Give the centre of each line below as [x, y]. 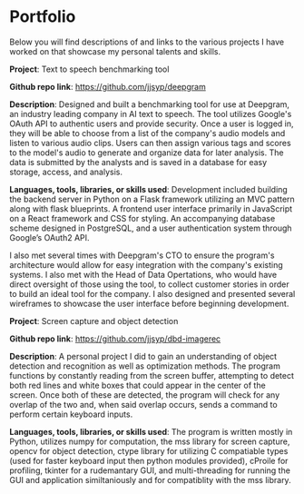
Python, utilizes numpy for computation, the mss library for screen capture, [150, 441]
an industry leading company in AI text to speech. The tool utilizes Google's [151, 114]
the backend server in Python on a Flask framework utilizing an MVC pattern [152, 199]
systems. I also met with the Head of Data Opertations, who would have [143, 274]
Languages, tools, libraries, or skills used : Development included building [148, 189]
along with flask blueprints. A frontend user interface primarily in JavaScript [151, 208]
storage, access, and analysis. [66, 172]
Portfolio [43, 17]
